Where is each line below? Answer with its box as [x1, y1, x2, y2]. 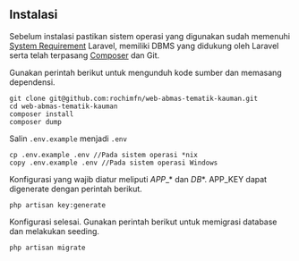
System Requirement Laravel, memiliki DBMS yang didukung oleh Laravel [9, 40, 279, 51]
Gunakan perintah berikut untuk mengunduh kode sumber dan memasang [9, 67, 282, 78]
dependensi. [9, 76, 56, 88]
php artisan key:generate [9, 200, 106, 209]
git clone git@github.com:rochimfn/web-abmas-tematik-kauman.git [9, 94, 258, 103]
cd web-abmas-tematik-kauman [9, 102, 118, 111]
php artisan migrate [9, 243, 87, 252]
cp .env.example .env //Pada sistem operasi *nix [9, 150, 199, 159]
